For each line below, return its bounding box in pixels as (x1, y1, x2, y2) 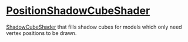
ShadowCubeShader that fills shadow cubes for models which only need (6, 23, 182, 30)
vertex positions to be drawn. (6, 29, 77, 36)
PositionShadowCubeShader (6, 4, 150, 17)
